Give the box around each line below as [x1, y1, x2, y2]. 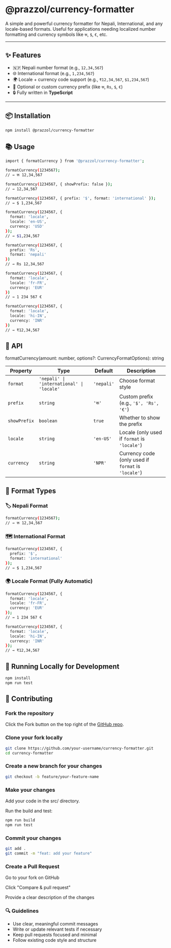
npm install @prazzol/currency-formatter [5, 128, 95, 133]
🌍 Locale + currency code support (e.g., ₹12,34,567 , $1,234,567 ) [12, 76, 149, 82]
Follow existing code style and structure [12, 937, 97, 943]
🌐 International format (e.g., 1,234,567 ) [12, 70, 95, 76]
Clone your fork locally [5, 734, 63, 741]
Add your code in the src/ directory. [5, 798, 80, 804]
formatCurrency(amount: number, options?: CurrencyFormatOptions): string [5, 355, 164, 361]
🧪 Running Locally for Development [5, 662, 120, 671]
